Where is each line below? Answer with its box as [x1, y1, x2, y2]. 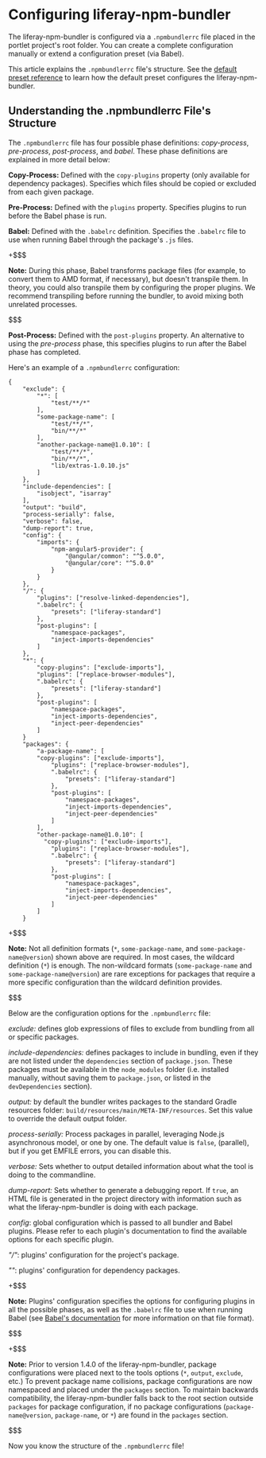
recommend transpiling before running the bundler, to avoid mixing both [8, 290, 244, 300]
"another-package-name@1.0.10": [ [37, 440, 151, 449]
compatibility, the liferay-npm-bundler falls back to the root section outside [8, 1393, 254, 1402]
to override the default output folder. [8, 1113, 127, 1123]
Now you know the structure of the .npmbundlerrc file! [8, 1440, 184, 1450]
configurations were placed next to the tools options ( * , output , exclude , [8, 1367, 244, 1378]
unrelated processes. [8, 299, 78, 309]
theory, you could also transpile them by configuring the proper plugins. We [8, 283, 256, 292]
